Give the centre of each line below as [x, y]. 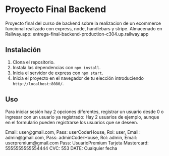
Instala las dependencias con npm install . [57, 67]
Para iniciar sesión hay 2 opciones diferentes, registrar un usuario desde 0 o [84, 112]
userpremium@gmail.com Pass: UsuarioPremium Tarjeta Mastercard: [77, 143]
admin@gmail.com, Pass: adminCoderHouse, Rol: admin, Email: [71, 137]
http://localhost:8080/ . [38, 83]
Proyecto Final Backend [56, 9]
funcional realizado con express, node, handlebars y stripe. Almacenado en [84, 28]
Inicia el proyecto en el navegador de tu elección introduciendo [78, 78]
